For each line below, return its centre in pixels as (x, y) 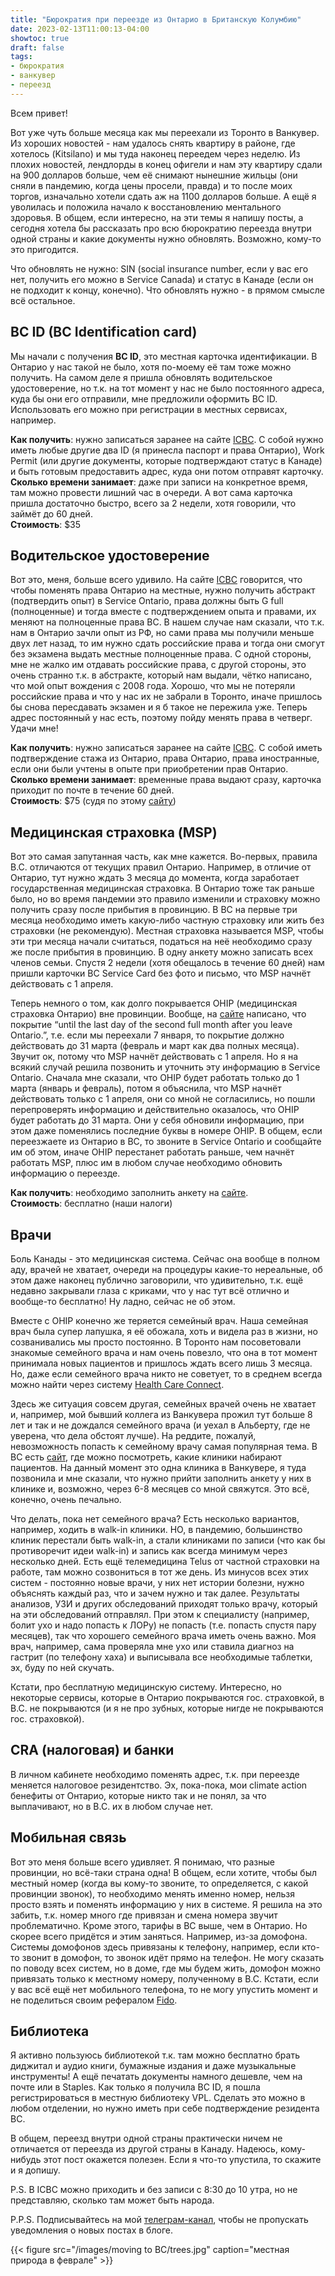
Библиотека (50, 2031)
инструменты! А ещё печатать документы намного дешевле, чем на (156, 2077)
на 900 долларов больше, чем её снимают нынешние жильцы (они (154, 175)
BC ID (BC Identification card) (104, 332)
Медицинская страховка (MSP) (114, 832)
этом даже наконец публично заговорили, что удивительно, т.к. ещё (157, 1280)
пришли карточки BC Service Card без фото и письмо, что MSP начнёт (161, 973)
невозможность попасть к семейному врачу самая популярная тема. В (164, 1446)
